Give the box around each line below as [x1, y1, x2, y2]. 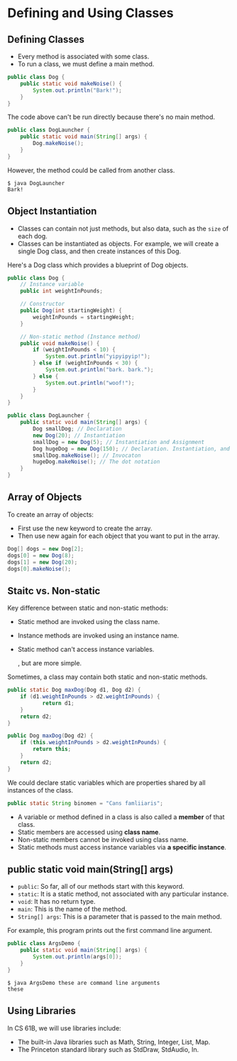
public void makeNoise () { [20, 339, 100, 347]
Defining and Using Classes [7, 5, 174, 21]
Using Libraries [7, 1005, 77, 1017]
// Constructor [20, 300, 65, 307]
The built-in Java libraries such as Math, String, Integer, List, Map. [17, 1038, 211, 1046]
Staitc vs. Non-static [7, 585, 101, 597]
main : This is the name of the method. [17, 905, 128, 914]
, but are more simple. [17, 659, 82, 667]
